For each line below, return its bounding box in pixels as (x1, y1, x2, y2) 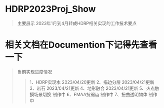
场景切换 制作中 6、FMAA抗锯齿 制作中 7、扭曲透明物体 (34, 91, 148, 97)
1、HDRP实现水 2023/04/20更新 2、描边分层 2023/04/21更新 (29, 79, 155, 85)
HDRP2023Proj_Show (5, 3, 96, 15)
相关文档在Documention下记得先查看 (5, 39, 157, 51)
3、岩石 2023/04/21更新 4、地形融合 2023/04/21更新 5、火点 (29, 85, 155, 91)
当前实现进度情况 (17, 69, 52, 75)
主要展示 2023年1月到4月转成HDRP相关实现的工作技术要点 (17, 20, 137, 26)
